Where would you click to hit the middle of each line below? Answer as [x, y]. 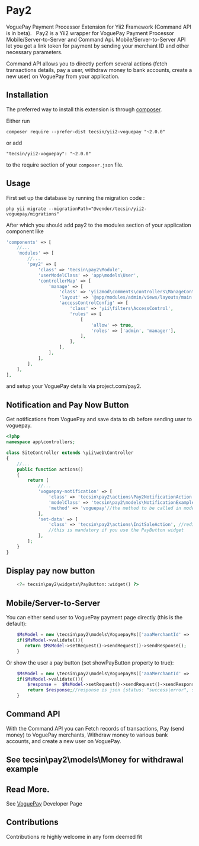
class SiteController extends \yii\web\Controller [70, 453]
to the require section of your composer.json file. [65, 165]
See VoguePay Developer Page [44, 804]
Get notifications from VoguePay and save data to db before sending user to [99, 419]
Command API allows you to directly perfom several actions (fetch [87, 64]
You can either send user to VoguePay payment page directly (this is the [94, 618]
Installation [27, 95]
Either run [18, 121]
